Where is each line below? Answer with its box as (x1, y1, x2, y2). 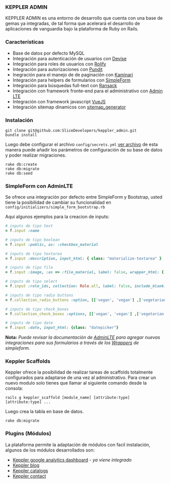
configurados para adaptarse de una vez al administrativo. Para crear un (5, 375, 156, 381)
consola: (5, 385, 23, 391)
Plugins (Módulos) (5, 430, 52, 437)
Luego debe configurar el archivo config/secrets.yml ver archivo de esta (5, 141, 158, 147)
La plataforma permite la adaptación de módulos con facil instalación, (5, 441, 151, 448)
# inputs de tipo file (5, 265, 53, 270)
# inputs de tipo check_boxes (5, 307, 69, 312)
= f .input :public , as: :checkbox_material (5, 242, 99, 247)
